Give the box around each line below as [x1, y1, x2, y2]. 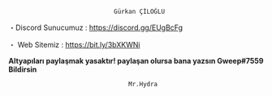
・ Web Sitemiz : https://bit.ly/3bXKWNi [8, 40, 140, 49]
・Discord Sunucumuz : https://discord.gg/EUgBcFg [8, 23, 183, 32]
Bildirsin [8, 65, 37, 74]
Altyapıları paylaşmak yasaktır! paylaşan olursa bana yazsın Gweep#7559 [8, 56, 264, 65]
